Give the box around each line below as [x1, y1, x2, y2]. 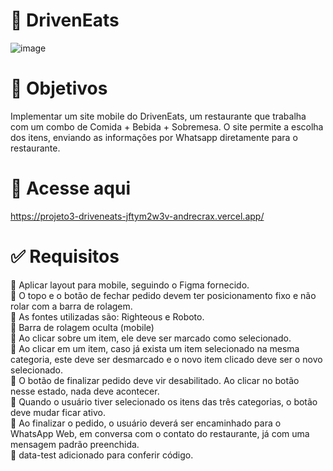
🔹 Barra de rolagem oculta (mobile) [10, 321, 155, 333]
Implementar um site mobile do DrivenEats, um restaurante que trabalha [10, 110, 307, 122]
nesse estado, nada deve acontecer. [10, 385, 160, 397]
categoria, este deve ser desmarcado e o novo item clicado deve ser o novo [10, 353, 323, 365]
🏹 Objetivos [10, 77, 108, 100]
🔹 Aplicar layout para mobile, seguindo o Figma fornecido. [10, 279, 250, 291]
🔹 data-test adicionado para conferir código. [10, 449, 194, 461]
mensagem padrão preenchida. [10, 438, 140, 450]
